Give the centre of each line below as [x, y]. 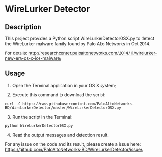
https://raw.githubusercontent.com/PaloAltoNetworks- [78, 104]
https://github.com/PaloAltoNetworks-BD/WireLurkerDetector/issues [74, 149]
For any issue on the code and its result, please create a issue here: [73, 144]
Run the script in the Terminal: [42, 117]
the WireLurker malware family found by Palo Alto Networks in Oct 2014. [78, 44]
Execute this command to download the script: [59, 95]
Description [23, 27]
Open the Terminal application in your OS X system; [64, 85]
